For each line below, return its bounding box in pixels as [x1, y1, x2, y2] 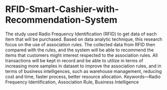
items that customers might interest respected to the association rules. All [5, 52, 158, 58]
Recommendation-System [5, 14, 118, 26]
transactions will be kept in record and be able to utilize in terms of [5, 57, 143, 63]
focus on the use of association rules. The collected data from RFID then [5, 41, 155, 47]
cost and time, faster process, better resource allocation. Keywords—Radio [5, 73, 161, 79]
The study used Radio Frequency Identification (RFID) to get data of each [5, 31, 157, 37]
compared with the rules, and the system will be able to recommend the [5, 47, 154, 53]
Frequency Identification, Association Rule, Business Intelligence [5, 79, 139, 85]
